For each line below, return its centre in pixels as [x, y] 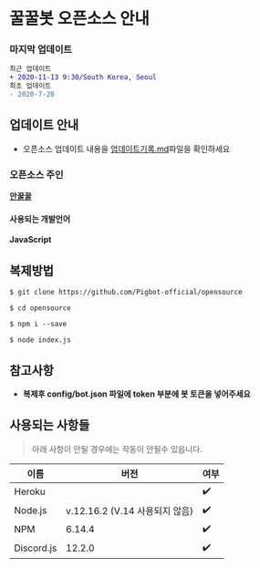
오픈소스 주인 [36, 174]
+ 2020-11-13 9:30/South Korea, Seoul [83, 77]
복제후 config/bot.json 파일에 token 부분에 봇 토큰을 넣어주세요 [136, 394]
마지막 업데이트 [41, 49]
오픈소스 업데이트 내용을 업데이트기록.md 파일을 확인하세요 [126, 149]
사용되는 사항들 [50, 425]
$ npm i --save [38, 325]
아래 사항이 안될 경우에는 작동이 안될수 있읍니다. [117, 449]
